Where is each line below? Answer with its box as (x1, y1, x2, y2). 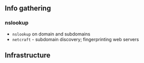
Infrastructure (5, 51, 51, 60)
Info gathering (5, 4, 52, 13)
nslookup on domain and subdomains (12, 30, 90, 37)
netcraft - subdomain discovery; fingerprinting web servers (12, 36, 139, 42)
